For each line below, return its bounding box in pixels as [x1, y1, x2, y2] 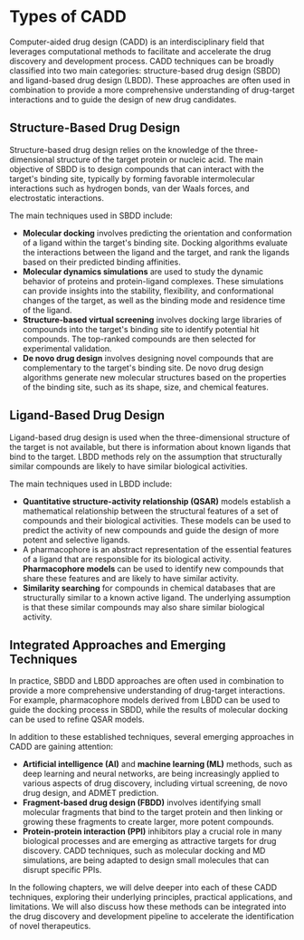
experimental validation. [22, 342, 112, 354]
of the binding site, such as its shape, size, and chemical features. [22, 381, 269, 392]
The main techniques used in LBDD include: [9, 478, 173, 489]
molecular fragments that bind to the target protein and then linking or [22, 807, 283, 818]
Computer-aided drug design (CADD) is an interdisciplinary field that [9, 36, 265, 47]
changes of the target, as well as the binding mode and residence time [22, 294, 286, 305]
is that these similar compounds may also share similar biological [22, 601, 265, 612]
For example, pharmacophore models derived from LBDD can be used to [9, 695, 280, 705]
